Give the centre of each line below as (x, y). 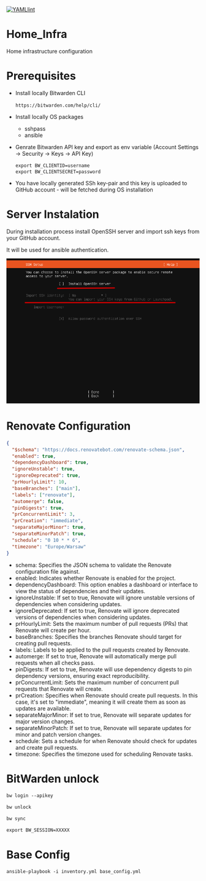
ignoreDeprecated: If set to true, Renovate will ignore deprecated (97, 610)
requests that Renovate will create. (59, 689)
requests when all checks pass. (55, 663)
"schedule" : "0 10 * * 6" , (46, 540)
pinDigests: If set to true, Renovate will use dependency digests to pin (103, 669)
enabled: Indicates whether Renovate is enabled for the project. (95, 578)
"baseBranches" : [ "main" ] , (46, 488)
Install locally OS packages (49, 117)
